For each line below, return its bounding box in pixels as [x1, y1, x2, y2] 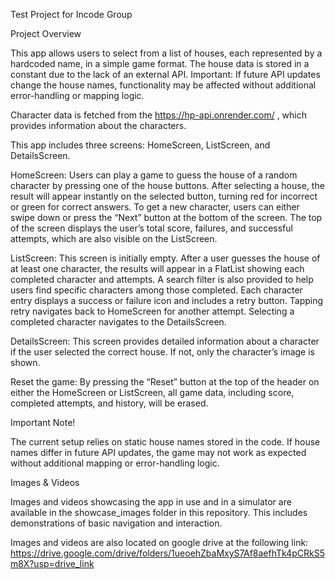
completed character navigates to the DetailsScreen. [10, 316, 227, 328]
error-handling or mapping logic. [10, 90, 145, 101]
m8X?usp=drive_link [10, 558, 95, 569]
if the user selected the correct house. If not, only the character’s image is [10, 346, 315, 358]
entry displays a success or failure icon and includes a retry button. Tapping [10, 295, 324, 306]
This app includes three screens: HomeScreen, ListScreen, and [10, 139, 271, 151]
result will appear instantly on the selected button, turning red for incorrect [10, 190, 318, 202]
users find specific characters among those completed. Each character [10, 284, 303, 296]
